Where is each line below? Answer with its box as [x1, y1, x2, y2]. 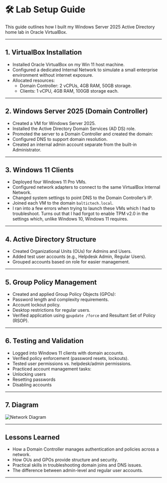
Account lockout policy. [12, 302, 61, 308]
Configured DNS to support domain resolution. [12, 136, 108, 142]
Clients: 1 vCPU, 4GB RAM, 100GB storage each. [19, 88, 119, 94]
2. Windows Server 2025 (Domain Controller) [5, 107, 148, 116]
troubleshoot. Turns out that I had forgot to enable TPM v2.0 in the [12, 211, 149, 217]
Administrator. [12, 146, 41, 152]
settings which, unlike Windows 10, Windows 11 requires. [12, 216, 128, 222]
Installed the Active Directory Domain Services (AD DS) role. [12, 125, 136, 131]
